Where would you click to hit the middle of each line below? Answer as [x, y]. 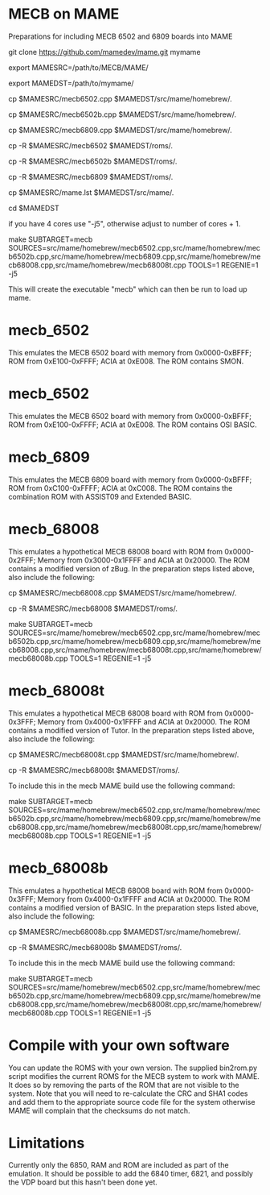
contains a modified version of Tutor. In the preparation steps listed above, [131, 730]
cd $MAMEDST [34, 208]
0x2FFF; [22, 560]
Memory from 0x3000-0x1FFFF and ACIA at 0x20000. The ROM [144, 560]
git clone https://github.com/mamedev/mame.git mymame [104, 52]
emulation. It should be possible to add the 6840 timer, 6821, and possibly [131, 1174]
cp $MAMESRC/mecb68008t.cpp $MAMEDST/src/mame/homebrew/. [124, 754]
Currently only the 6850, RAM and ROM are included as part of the [119, 1165]
